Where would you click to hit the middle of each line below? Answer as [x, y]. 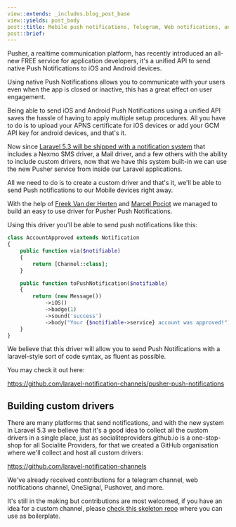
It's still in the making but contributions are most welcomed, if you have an [115, 501]
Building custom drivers [61, 406]
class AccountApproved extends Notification [73, 238]
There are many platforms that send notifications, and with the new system [116, 423]
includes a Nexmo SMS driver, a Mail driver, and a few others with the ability [117, 154]
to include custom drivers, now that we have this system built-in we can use [117, 162]
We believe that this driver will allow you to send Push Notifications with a [114, 349]
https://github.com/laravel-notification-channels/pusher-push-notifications [116, 383]
